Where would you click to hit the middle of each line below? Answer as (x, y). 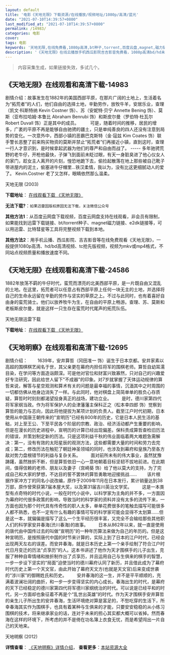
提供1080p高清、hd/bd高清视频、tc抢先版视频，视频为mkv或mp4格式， (84, 246)
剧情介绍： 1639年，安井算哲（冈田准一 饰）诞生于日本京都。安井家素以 (85, 360)
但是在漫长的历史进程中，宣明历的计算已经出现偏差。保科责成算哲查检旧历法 (85, 430)
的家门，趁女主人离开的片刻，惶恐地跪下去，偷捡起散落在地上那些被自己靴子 (85, 161)
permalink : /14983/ (26, 29)
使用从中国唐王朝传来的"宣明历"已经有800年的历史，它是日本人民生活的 (80, 417)
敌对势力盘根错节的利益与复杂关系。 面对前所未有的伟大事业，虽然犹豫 (83, 455)
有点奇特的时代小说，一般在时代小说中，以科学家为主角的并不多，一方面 (85, 493)
